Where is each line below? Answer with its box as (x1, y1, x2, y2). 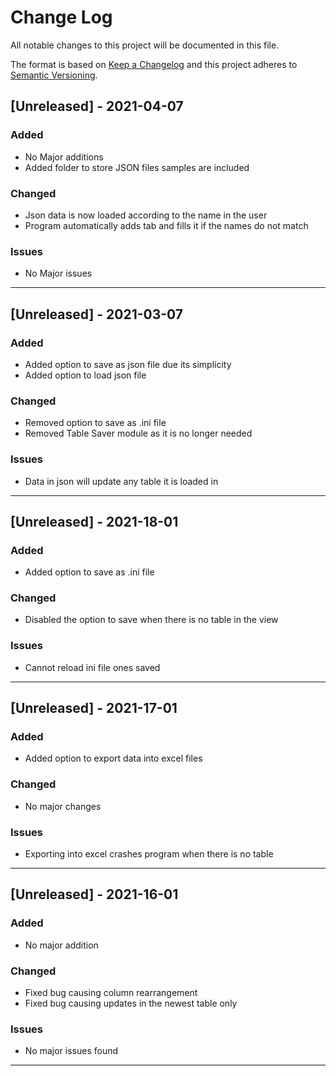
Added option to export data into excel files (24, 752, 203, 765)
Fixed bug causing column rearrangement (24, 987, 198, 999)
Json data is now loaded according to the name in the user (24, 209, 268, 221)
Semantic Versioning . (10, 69, 98, 81)
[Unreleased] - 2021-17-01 (10, 700, 178, 717)
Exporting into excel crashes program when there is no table (24, 848, 274, 860)
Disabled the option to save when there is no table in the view (24, 614, 279, 626)
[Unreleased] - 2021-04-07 (10, 98, 184, 115)
